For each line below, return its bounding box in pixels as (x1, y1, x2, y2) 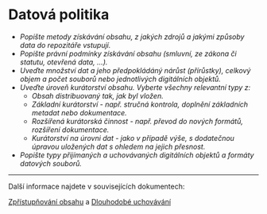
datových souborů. (19, 158, 82, 168)
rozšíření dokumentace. (31, 125, 110, 134)
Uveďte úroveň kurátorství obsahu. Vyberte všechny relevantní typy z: (19, 82, 251, 92)
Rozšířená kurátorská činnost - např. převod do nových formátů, (31, 116, 244, 126)
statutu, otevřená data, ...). (19, 57, 108, 67)
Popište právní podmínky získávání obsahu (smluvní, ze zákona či (19, 49, 237, 58)
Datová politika (8, 6, 110, 24)
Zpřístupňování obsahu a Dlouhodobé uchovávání (8, 196, 172, 206)
